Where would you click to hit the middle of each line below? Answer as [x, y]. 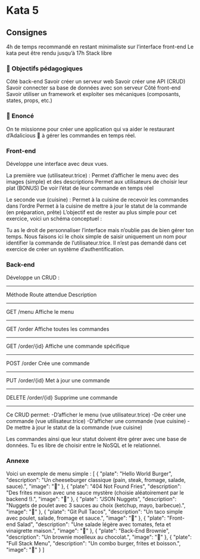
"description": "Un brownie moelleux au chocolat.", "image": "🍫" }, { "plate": [99, 537]
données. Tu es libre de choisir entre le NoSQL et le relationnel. [84, 446]
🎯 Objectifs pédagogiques [45, 68]
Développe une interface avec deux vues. [57, 163]
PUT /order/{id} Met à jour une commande [58, 381]
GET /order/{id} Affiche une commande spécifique [68, 346]
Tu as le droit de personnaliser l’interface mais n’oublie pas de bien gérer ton [100, 230]
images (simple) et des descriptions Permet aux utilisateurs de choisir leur [97, 181]
